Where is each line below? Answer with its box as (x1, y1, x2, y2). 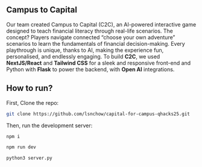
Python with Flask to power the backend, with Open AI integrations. (6, 66, 175, 73)
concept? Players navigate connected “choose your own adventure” (6, 33, 175, 41)
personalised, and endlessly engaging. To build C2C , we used (6, 52, 160, 60)
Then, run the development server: (6, 122, 93, 129)
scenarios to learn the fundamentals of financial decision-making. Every (6, 40, 185, 47)
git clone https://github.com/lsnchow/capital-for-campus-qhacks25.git (6, 111, 190, 117)
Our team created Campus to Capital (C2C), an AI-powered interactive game (6, 20, 197, 28)
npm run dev (6, 144, 36, 150)
